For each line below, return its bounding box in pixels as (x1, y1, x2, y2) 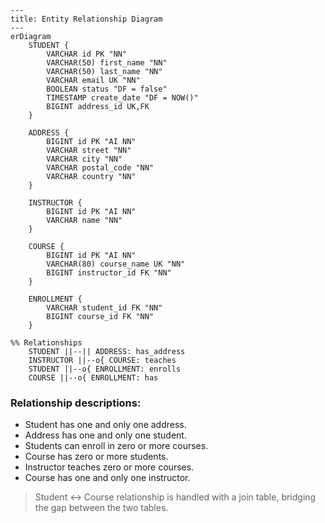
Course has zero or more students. (24, 451, 169, 463)
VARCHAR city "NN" (46, 154, 123, 164)
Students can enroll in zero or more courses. (24, 440, 209, 452)
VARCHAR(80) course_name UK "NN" (46, 259, 186, 269)
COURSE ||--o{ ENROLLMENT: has (28, 373, 159, 383)
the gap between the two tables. (34, 502, 169, 514)
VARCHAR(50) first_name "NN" (46, 58, 168, 68)
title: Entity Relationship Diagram (10, 14, 163, 24)
